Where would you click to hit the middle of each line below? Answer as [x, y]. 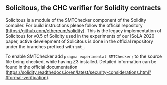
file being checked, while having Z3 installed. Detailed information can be [81, 61]
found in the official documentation [41, 67]
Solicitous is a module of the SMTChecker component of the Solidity [76, 20]
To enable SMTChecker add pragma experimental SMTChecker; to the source [84, 56]
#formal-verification [26, 77]
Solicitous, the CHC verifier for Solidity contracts [83, 8]
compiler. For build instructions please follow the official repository [74, 25]
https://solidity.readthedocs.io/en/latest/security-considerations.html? [79, 72]
